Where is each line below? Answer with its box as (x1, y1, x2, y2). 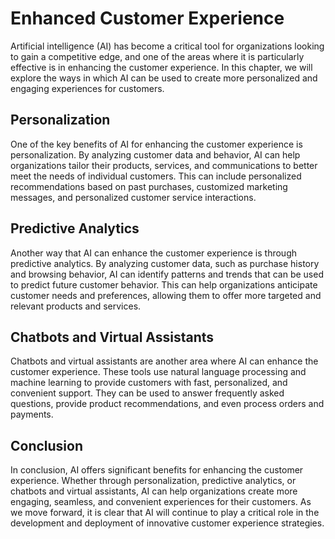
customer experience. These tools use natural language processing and (10, 366, 307, 378)
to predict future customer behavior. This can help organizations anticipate (10, 278, 318, 291)
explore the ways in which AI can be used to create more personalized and (10, 72, 318, 84)
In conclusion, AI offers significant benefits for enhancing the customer (10, 464, 304, 476)
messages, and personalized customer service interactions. (10, 191, 257, 203)
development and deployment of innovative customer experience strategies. (10, 517, 325, 529)
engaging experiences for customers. (10, 82, 165, 94)
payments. (10, 408, 54, 421)
